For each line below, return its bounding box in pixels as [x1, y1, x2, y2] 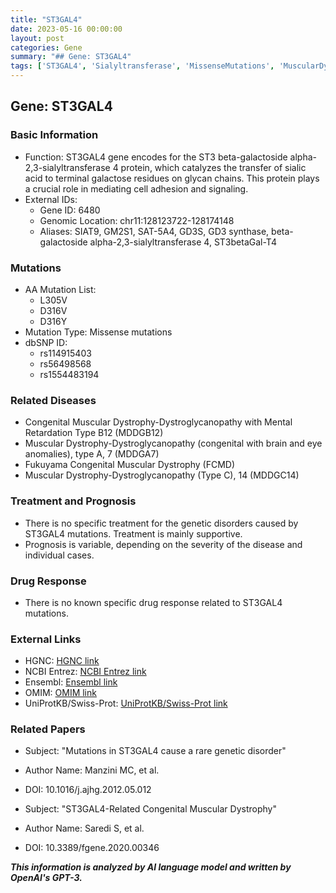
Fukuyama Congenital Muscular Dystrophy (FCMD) [24, 459, 236, 471]
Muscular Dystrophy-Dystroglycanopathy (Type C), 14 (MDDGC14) [24, 469, 300, 481]
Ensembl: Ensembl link [24, 676, 118, 688]
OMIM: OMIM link [24, 687, 97, 699]
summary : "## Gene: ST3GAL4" [10, 52, 132, 62]
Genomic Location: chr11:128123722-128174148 [39, 214, 235, 226]
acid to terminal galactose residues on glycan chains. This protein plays [24, 172, 320, 184]
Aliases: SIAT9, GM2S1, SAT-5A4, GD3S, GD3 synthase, [39, 225, 270, 237]
